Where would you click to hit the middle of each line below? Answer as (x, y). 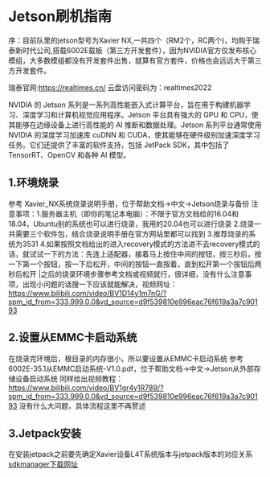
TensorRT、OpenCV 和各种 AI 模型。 (70, 154)
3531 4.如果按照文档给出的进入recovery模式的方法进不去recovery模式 (137, 244)
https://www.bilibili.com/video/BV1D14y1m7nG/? (88, 293)
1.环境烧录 (34, 183)
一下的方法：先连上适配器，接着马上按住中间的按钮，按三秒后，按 (152, 253)
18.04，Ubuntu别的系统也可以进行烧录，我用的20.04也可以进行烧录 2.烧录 (131, 224)
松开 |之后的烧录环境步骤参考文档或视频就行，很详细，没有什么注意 (133, 273)
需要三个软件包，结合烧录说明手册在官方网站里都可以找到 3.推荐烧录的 (132, 233)
